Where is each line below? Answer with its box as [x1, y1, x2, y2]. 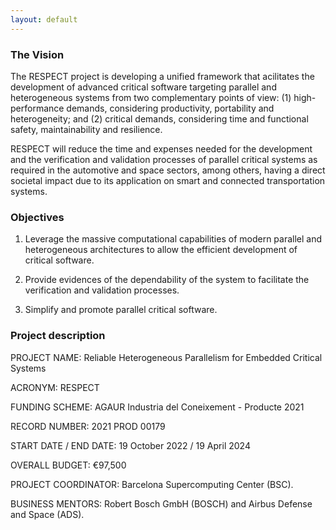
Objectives [10, 210, 65, 224]
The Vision [10, 47, 65, 61]
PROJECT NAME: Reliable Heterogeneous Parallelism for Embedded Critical [10, 351, 323, 363]
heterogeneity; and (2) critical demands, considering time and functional [10, 112, 309, 125]
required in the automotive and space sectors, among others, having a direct [10, 164, 326, 176]
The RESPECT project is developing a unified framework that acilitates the [10, 70, 315, 82]
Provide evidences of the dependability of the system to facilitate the [24, 274, 310, 286]
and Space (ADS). [10, 508, 85, 520]
